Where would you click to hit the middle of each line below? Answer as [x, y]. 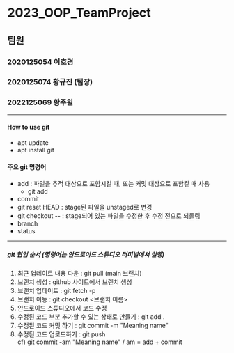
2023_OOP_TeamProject [79, 13]
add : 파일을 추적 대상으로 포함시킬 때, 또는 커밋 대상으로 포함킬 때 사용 [114, 184]
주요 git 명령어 [27, 167]
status [26, 231]
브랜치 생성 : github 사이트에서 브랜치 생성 [75, 282]
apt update [33, 142]
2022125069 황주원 [40, 102]
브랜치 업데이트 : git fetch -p [56, 291]
